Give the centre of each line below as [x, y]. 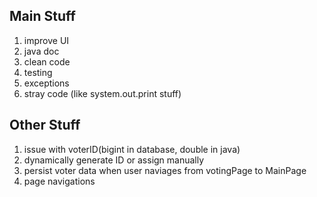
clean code [47, 61]
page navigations [59, 181]
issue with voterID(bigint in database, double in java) [132, 149]
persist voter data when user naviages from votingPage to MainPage [165, 170]
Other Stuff [45, 125]
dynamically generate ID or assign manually [114, 160]
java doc [41, 51]
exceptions [46, 83]
